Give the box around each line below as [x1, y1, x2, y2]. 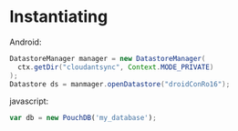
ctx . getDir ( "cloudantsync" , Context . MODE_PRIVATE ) [17, 62, 214, 72]
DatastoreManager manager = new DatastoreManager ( [9, 54, 206, 63]
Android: [9, 36, 42, 47]
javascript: [9, 96, 49, 106]
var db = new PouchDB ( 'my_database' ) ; [9, 114, 157, 123]
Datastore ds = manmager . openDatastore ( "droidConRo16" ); [9, 79, 231, 88]
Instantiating [9, 6, 109, 27]
